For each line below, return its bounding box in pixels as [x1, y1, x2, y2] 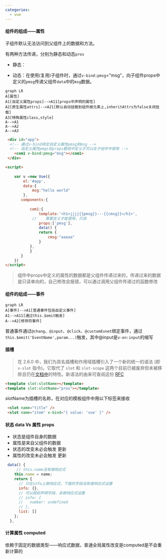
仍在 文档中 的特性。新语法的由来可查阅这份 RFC [26, 371, 124, 377]
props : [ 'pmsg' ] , [38, 221, 72, 226]
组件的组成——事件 [5, 291, 45, 297]
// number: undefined [18, 500, 68, 505]
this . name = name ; [14, 472, 52, 477]
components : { [20, 198, 48, 203]
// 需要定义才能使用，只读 [31, 216, 86, 221]
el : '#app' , [23, 178, 46, 183]
